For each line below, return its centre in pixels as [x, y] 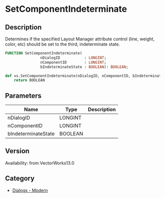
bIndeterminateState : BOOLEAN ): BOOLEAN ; [84, 67]
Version [17, 151]
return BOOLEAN [29, 80]
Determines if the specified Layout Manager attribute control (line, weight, [80, 39]
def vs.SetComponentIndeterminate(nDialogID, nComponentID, [68, 76]
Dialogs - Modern [30, 190]
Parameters [23, 96]
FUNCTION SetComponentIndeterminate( [44, 53]
